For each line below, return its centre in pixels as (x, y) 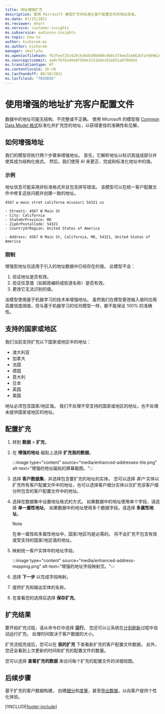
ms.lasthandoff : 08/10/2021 (34, 74)
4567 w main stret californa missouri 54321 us (55, 202)
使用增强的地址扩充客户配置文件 (70, 104)
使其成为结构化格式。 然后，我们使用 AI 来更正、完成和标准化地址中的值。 (80, 161)
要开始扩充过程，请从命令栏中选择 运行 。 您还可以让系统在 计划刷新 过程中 (79, 628)
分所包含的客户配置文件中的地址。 (47, 491)
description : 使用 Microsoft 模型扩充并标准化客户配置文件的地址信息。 (72, 14)
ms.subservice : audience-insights (41, 33)
